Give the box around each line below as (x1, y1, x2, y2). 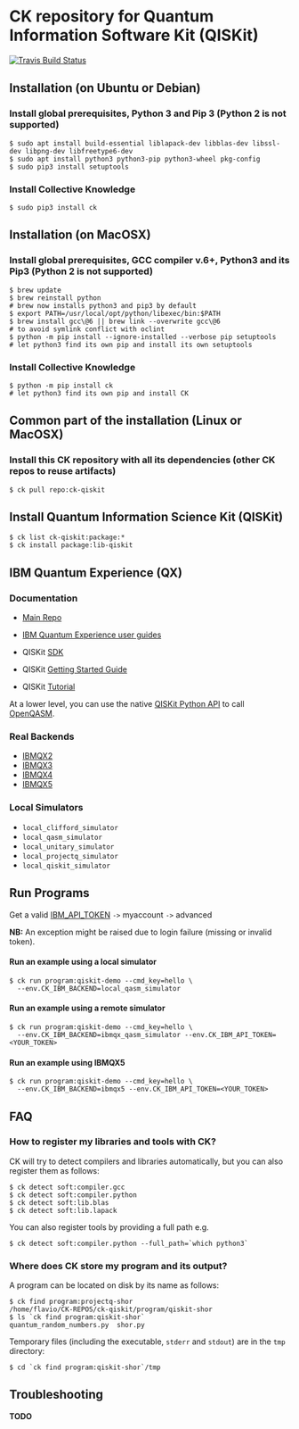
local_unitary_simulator (21, 842, 115, 852)
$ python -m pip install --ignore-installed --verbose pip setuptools (9, 332, 277, 341)
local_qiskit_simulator (21, 861, 111, 870)
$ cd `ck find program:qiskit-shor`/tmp (9, 1363, 162, 1372)
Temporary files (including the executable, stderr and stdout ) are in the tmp (9, 1336, 287, 1347)
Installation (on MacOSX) (9, 228, 151, 243)
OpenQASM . (9, 708, 55, 719)
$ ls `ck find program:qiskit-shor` (9, 1313, 145, 1322)
